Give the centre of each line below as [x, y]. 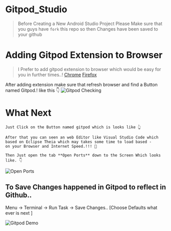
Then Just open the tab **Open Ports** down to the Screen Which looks [83, 155]
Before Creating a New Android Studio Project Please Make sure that [90, 24]
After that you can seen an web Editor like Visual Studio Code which [82, 137]
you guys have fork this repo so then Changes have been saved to [88, 29]
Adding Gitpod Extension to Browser [84, 55]
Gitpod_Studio [36, 9]
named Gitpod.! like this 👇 [33, 90]
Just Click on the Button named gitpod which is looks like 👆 [73, 127]
